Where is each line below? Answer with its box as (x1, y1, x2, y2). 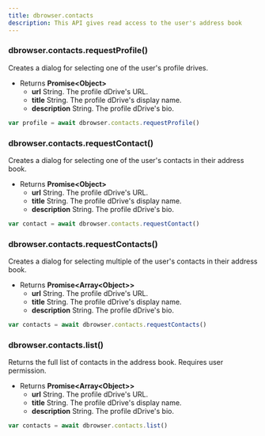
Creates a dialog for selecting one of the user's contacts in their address (8, 155, 244, 165)
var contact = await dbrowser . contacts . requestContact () (8, 219, 200, 228)
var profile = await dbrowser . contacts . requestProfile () (8, 119, 200, 127)
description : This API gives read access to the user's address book (8, 19, 243, 27)
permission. (8, 366, 47, 376)
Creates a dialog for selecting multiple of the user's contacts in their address (8, 256, 258, 266)
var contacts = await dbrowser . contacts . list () (8, 422, 168, 430)
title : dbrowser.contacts (8, 11, 93, 20)
